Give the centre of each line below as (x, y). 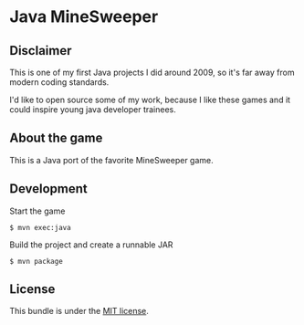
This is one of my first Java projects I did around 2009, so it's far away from (152, 72)
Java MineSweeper (84, 17)
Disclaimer (41, 51)
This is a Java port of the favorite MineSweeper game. (112, 160)
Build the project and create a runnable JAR (91, 245)
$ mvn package (37, 261)
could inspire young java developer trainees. (93, 110)
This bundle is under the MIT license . (79, 311)
